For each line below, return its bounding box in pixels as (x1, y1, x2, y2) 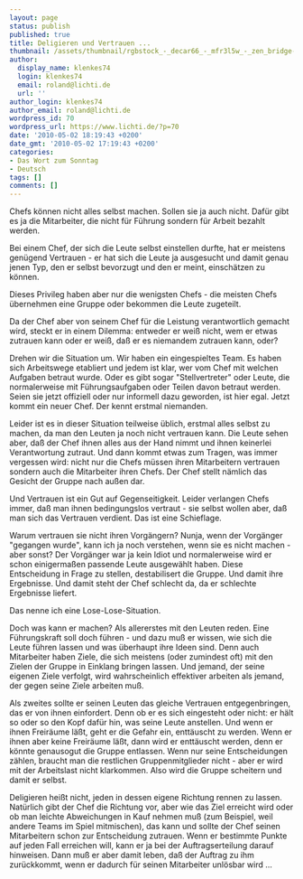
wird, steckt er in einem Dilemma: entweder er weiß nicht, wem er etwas (9, 326, 278, 337)
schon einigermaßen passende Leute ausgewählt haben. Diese (9, 559, 243, 570)
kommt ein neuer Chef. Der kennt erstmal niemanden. (9, 401, 208, 412)
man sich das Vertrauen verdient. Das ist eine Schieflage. (9, 512, 223, 524)
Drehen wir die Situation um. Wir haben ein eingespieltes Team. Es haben (9, 353, 282, 364)
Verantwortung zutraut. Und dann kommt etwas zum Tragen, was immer (9, 447, 278, 458)
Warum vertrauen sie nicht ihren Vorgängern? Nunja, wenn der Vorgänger (9, 530, 283, 541)
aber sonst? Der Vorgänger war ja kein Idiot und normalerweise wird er (9, 549, 272, 560)
